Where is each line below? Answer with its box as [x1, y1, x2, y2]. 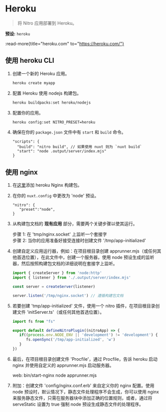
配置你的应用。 [12, 110, 43, 116]
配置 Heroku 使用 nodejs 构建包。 [12, 90, 81, 96]
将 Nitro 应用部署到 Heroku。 [17, 20, 77, 26]
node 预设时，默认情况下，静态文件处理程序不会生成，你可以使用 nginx [12, 389, 160, 395]
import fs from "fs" [12, 319, 55, 324]
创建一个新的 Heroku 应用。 [12, 70, 70, 76]
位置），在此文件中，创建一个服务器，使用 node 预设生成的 [25, 255, 146, 261]
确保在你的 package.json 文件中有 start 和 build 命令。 [12, 129, 126, 135]
